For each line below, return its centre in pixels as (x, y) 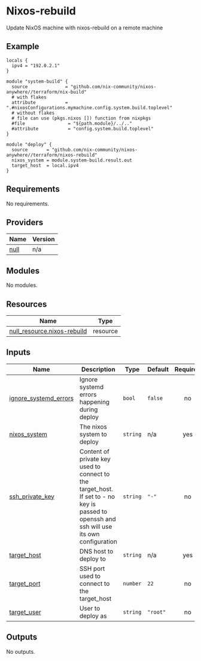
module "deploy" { (29, 144)
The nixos (93, 426)
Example (23, 47)
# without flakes (33, 113)
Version (43, 240)
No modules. (22, 285)
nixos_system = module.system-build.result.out (72, 160)
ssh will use (96, 527)
